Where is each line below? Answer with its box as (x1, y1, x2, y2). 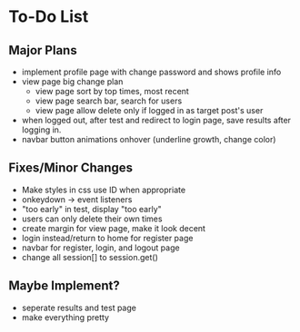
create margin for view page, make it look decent (21, 222, 206, 233)
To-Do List (8, 6, 89, 27)
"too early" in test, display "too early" (21, 203, 163, 214)
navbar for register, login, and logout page (21, 242, 180, 253)
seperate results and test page (21, 302, 137, 313)
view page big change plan (21, 76, 124, 87)
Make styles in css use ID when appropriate (21, 184, 186, 195)
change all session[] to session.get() (21, 251, 158, 262)
